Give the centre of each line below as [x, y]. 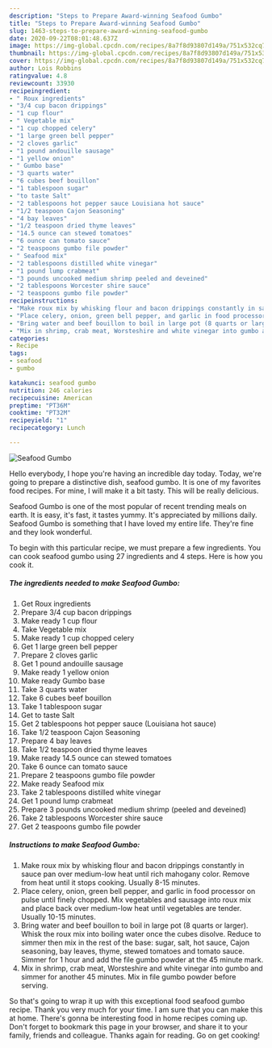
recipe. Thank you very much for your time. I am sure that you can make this [136, 1009]
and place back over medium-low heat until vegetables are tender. [131, 908]
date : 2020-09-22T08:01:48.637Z [63, 38]
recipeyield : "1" [38, 420]
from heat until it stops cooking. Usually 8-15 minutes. [111, 882]
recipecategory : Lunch [47, 428]
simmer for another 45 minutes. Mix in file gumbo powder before [128, 976]
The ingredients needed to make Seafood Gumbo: [94, 583]
